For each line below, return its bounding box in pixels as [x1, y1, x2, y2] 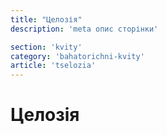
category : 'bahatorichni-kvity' [10, 51, 145, 61]
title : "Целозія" [10, 14, 83, 25]
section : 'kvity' [10, 42, 83, 52]
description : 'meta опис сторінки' [10, 24, 159, 34]
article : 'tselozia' [10, 61, 97, 71]
